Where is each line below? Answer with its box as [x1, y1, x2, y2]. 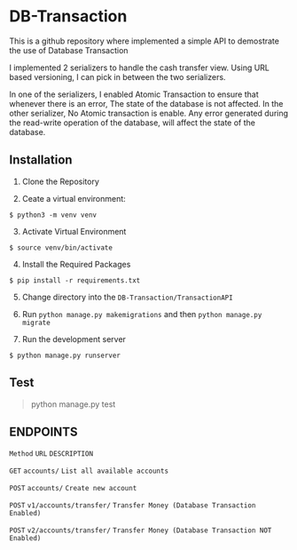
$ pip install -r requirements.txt [9, 275, 141, 285]
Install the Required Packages [21, 259, 131, 269]
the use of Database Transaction [9, 44, 129, 55]
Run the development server [21, 333, 127, 344]
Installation [9, 153, 73, 168]
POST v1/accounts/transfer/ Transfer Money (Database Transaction [9, 501, 256, 510]
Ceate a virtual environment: [21, 193, 126, 203]
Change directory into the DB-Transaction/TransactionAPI [21, 291, 233, 302]
